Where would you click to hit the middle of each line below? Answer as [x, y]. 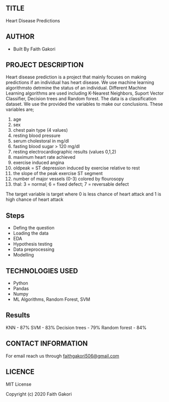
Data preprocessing [34, 249]
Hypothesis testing [33, 244]
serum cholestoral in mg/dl [41, 141]
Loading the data [31, 233]
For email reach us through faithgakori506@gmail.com [62, 356]
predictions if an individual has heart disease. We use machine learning [80, 82]
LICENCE [20, 372]
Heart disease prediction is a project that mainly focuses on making [76, 77]
